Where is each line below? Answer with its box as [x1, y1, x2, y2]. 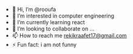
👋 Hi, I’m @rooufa [12, 6, 56, 13]
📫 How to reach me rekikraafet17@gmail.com [12, 32, 128, 39]
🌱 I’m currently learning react [12, 19, 85, 25]
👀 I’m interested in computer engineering [12, 12, 114, 19]
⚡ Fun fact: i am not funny [12, 41, 77, 48]
